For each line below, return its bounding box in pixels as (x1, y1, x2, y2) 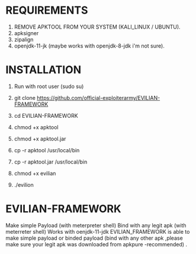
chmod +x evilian (14, 170, 56, 177)
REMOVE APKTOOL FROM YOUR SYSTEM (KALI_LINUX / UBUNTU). (14, 23, 181, 30)
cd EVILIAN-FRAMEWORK (14, 112, 78, 119)
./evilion (14, 181, 34, 188)
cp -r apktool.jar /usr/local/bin (14, 158, 88, 165)
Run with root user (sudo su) (14, 83, 84, 90)
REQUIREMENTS (5, 4, 88, 17)
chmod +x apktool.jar (14, 135, 66, 142)
